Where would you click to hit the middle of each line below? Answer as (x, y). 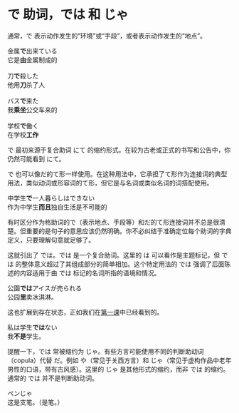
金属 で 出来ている (32, 51)
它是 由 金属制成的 (32, 60)
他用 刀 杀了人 (26, 85)
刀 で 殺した (23, 76)
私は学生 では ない (32, 327)
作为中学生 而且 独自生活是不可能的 (57, 207)
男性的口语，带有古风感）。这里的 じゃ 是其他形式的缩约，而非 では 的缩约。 (118, 369)
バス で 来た (23, 101)
